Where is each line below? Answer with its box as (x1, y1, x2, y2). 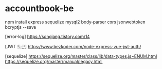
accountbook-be (5, 3, 74, 14)
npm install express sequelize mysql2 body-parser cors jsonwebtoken (5, 19, 146, 25)
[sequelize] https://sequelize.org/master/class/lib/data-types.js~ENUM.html (5, 53, 157, 59)
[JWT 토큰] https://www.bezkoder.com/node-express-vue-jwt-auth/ (5, 43, 142, 49)
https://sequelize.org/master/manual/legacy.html (5, 58, 103, 64)
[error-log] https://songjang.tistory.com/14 (5, 34, 90, 39)
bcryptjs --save (5, 24, 36, 30)
